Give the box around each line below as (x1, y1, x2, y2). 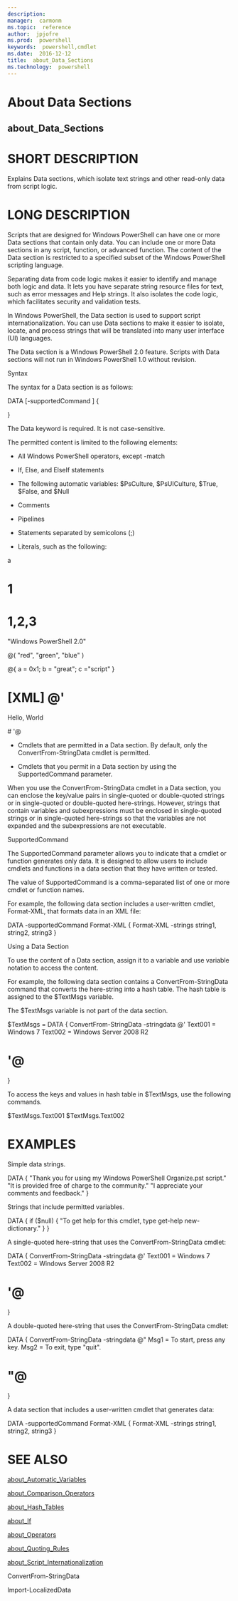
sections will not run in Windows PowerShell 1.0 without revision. (7, 356, 197, 364)
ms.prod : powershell (7, 37, 72, 44)
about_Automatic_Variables (7, 1475, 87, 1483)
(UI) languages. (7, 334, 53, 343)
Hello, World (7, 713, 44, 722)
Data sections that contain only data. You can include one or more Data (7, 238, 216, 247)
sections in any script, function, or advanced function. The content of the (7, 246, 222, 254)
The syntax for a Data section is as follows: (7, 383, 134, 392)
